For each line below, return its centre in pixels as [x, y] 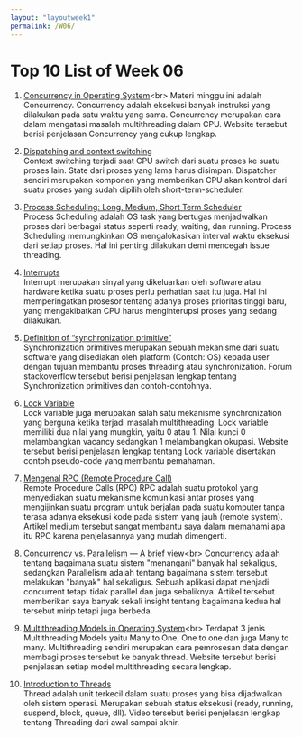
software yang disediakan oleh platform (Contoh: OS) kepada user [146, 357]
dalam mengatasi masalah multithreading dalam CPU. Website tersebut [155, 124]
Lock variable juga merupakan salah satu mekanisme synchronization [152, 413]
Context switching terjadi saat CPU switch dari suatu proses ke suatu [151, 161]
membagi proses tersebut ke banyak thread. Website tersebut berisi [149, 657]
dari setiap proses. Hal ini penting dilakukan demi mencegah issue [146, 245]
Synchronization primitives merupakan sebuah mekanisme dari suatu [151, 347]
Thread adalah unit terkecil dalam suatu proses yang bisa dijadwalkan [153, 694]
